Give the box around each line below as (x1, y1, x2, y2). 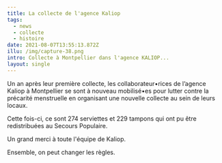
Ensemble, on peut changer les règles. (7, 148, 115, 156)
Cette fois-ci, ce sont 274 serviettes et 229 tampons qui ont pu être (7, 114, 197, 123)
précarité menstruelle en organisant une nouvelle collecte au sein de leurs (7, 93, 215, 102)
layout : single (7, 61, 51, 68)
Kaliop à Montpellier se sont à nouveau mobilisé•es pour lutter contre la (7, 87, 210, 95)
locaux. (7, 101, 28, 109)
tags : (7, 16, 23, 23)
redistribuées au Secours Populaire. (7, 121, 108, 130)
